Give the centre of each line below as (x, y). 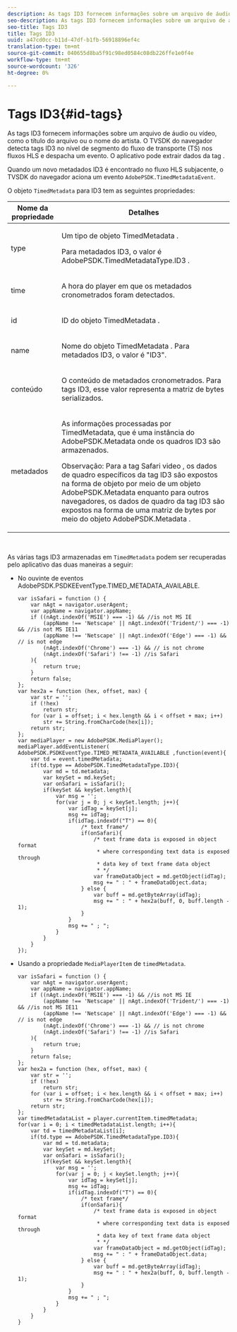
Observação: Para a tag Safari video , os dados (139, 466)
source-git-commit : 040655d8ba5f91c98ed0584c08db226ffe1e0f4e (101, 54)
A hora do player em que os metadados (126, 286)
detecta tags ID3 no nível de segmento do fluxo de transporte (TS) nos (110, 148)
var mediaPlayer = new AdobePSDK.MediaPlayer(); (90, 741)
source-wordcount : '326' (44, 66)
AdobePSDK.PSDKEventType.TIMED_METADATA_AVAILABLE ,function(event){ (122, 753)
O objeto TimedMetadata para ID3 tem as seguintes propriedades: (101, 190)
